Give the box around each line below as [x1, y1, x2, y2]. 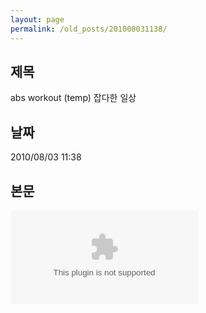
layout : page [10, 14, 65, 25]
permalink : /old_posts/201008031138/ [10, 24, 168, 34]
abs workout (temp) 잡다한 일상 [10, 92, 137, 104]
